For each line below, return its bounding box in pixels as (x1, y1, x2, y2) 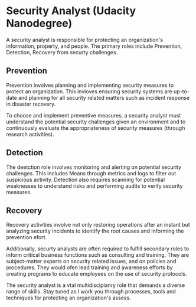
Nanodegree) (6, 17, 73, 30)
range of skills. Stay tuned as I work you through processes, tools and (6, 288, 176, 295)
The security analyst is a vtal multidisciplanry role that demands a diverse (6, 282, 185, 289)
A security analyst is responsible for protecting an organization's (6, 36, 164, 43)
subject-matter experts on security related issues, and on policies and (6, 258, 177, 265)
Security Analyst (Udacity (6, 4, 136, 18)
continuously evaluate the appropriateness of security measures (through (6, 124, 185, 131)
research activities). (6, 130, 54, 138)
